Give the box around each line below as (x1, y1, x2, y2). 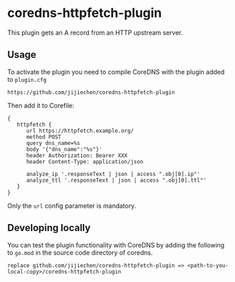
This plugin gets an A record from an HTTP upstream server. (7, 28, 183, 37)
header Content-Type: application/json (25, 158, 143, 165)
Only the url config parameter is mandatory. (7, 201, 136, 210)
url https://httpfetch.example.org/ (25, 127, 134, 134)
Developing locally (7, 222, 91, 234)
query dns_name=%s (25, 139, 80, 146)
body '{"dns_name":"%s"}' (25, 146, 102, 153)
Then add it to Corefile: (7, 101, 75, 110)
